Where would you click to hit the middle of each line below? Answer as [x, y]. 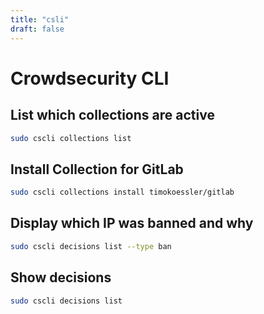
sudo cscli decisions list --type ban [91, 246]
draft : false [37, 29]
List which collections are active [112, 115]
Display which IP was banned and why [132, 223]
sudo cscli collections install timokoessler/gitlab [122, 192]
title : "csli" [40, 19]
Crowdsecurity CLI [90, 78]
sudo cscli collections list [71, 138]
